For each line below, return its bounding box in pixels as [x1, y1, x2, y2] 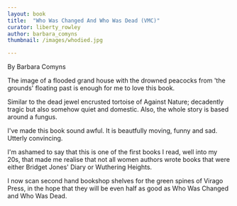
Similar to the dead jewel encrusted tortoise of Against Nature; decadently [7, 97, 224, 107]
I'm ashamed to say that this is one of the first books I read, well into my [7, 148, 218, 156]
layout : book [7, 10, 46, 18]
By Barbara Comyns [7, 63, 66, 71]
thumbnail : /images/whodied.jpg [7, 37, 103, 44]
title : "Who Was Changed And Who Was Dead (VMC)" [7, 17, 160, 24]
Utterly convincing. [7, 134, 63, 143]
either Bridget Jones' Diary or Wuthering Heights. [7, 163, 153, 171]
